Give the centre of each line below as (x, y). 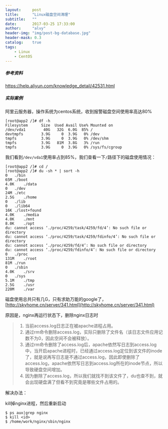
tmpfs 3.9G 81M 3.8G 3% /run (52, 143)
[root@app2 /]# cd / (27, 167)
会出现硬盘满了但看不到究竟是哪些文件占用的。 (73, 382)
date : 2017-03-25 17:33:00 (40, 24)
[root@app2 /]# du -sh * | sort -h (42, 171)
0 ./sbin (17, 268)
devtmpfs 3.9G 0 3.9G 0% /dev (52, 134)
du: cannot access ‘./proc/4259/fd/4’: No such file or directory (76, 246)
